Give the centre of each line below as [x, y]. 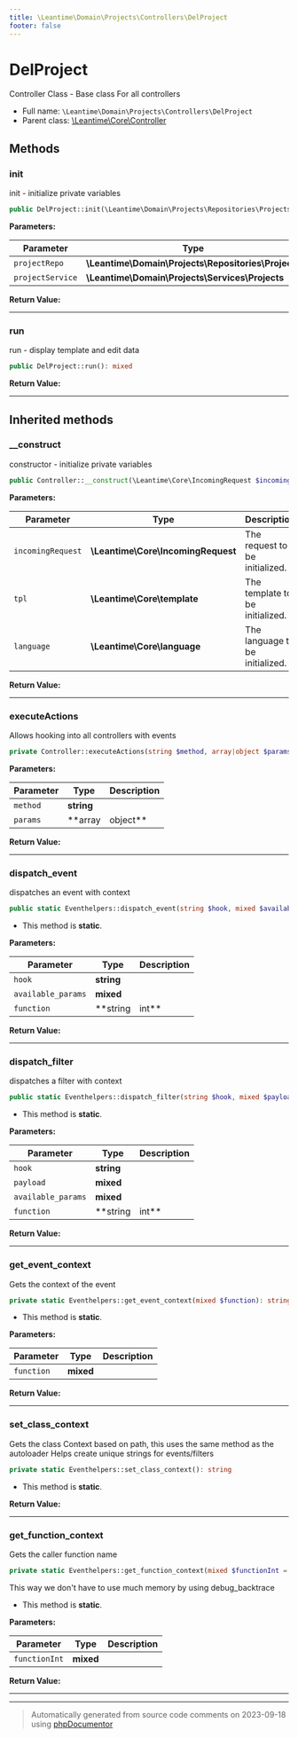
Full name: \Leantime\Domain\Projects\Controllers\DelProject [137, 111]
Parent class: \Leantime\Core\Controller [94, 121]
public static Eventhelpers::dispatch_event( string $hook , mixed [132, 909]
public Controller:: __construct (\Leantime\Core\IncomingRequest [130, 480]
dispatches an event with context [70, 893]
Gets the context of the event [63, 1284]
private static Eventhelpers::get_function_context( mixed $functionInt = [149, 1570]
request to [267, 545]
